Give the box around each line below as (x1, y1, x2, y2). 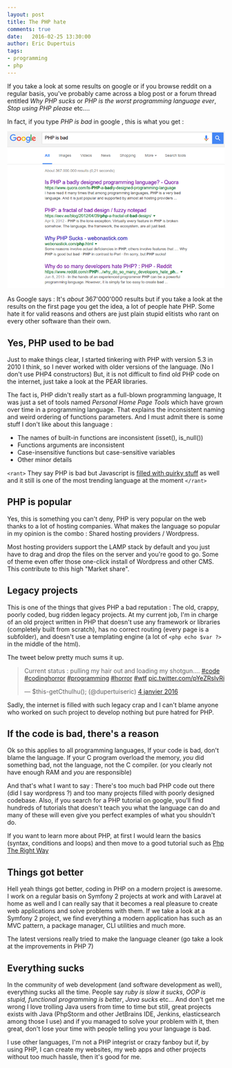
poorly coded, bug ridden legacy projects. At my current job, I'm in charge (7, 610, 218, 618)
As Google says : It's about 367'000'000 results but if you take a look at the (7, 295, 223, 303)
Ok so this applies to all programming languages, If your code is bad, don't (7, 746, 220, 754)
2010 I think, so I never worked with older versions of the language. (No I (7, 363, 214, 371)
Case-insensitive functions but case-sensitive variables (17, 448, 175, 456)
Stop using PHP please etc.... (7, 104, 90, 112)
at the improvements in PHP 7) (7, 942, 94, 951)
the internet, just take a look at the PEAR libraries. (7, 377, 148, 385)
